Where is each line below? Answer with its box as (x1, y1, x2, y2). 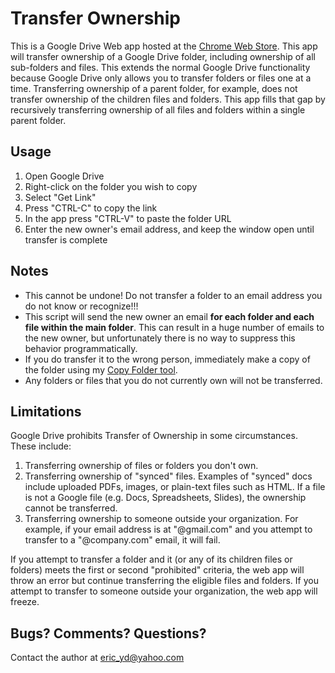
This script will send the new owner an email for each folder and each (24, 310, 315, 322)
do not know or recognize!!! (24, 300, 139, 312)
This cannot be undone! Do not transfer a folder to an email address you (24, 289, 323, 301)
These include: (10, 440, 72, 452)
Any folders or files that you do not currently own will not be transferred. (24, 374, 323, 386)
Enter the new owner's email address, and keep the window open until (24, 223, 315, 235)
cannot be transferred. (24, 502, 118, 514)
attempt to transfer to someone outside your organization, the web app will (10, 585, 318, 597)
